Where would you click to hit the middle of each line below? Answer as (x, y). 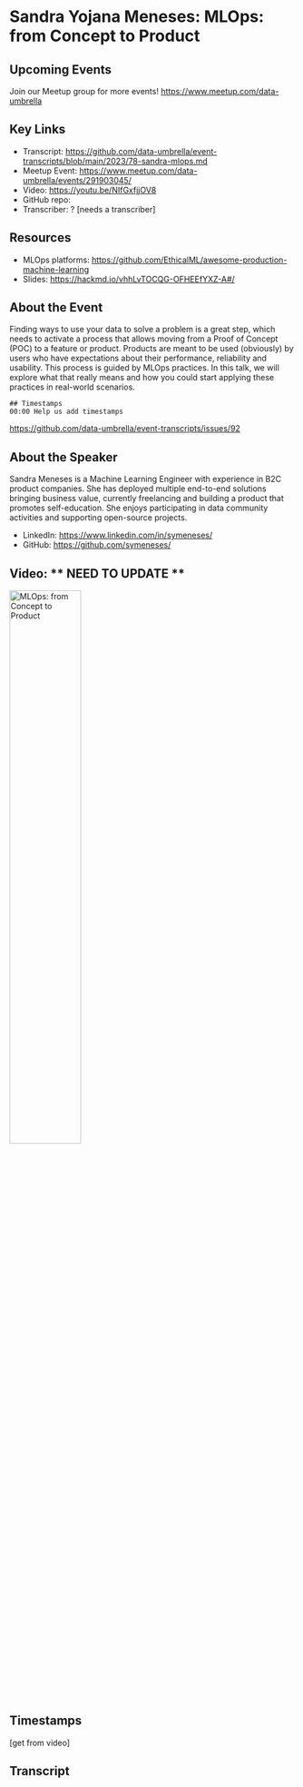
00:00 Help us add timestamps (67, 412)
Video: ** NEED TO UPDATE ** (97, 573)
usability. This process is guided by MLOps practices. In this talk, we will (144, 368)
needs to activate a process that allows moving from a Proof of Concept (144, 339)
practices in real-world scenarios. (73, 387)
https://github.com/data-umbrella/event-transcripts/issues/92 (125, 429)
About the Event (56, 307)
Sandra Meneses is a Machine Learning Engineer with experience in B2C (146, 479)
